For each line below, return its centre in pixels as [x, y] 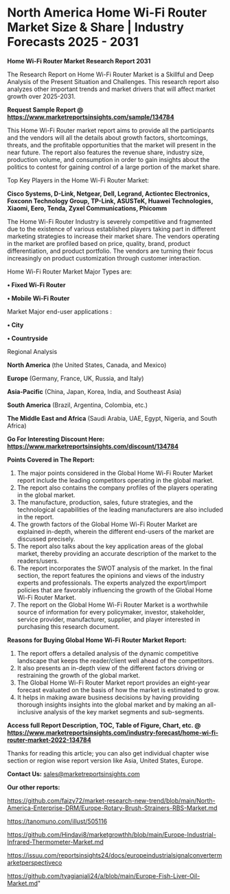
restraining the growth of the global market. [79, 675]
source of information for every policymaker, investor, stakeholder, [111, 612]
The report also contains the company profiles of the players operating [117, 488]
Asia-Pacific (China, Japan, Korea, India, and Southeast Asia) [94, 391]
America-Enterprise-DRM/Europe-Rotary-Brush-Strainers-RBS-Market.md [112, 808]
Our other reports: [34, 787]
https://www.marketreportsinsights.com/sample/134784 [91, 117]
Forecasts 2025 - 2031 [73, 42]
